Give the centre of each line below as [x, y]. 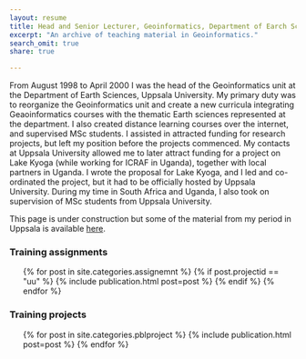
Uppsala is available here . [58, 229]
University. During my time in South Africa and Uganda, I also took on [140, 192]
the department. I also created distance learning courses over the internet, [149, 125]
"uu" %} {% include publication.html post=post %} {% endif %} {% [148, 282]
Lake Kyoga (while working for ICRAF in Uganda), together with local [138, 163]
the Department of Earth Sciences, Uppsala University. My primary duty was [153, 95]
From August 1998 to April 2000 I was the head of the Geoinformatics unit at [153, 85]
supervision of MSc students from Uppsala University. [111, 202]
